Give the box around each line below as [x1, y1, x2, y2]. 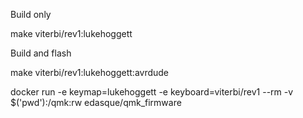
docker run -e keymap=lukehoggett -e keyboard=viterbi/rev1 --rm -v [10, 86, 294, 98]
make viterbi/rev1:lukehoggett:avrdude [10, 67, 170, 78]
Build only [10, 9, 52, 20]
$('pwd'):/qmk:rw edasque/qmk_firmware [10, 97, 182, 108]
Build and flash [10, 47, 72, 59]
